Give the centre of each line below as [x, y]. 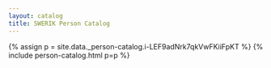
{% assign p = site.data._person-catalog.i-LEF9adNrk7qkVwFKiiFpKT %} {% [136, 46]
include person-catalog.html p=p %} [69, 55]
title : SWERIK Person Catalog [59, 23]
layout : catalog [36, 16]
